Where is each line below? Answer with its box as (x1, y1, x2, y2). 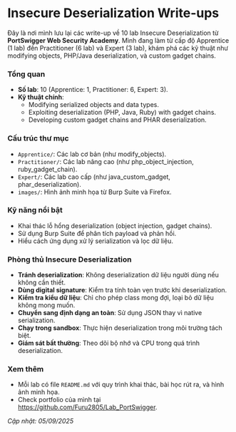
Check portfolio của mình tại (17, 396, 101, 404)
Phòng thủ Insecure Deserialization (7, 254, 132, 264)
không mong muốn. (17, 301, 76, 309)
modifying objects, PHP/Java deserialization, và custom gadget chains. (7, 51, 216, 60)
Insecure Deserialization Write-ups (7, 5, 220, 21)
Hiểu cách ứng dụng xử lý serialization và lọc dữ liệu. (17, 237, 173, 245)
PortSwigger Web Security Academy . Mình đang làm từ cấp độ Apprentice (7, 36, 230, 44)
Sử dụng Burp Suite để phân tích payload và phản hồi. (17, 229, 177, 237)
